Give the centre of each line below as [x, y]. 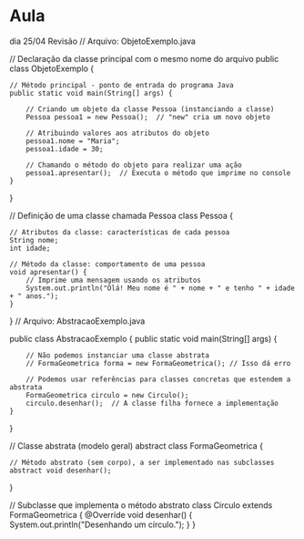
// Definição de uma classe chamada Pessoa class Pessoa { [122, 215]
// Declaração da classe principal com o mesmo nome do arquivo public [144, 58]
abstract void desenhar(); [61, 471]
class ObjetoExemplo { [52, 68]
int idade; [30, 248]
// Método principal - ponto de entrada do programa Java [122, 85]
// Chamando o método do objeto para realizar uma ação [134, 165]
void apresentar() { [49, 272]
